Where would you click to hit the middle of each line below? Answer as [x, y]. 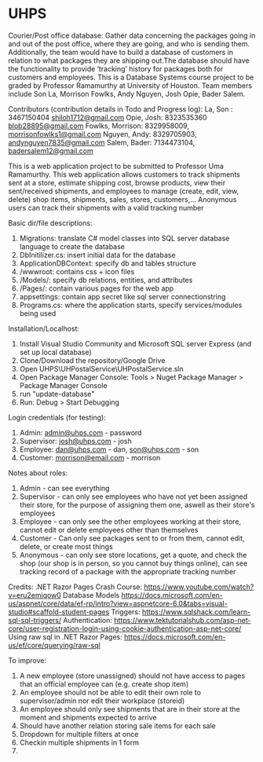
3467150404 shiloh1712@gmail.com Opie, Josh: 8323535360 [108, 117]
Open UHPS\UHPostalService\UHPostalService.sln [101, 368]
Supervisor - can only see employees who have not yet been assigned [133, 496]
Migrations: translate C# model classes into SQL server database [124, 238]
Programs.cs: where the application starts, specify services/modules [131, 305]
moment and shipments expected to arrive [88, 717]
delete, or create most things [66, 546]
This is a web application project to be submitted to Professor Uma [116, 166]
